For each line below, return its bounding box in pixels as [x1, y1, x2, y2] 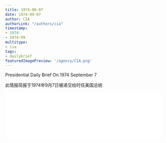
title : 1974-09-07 [5, 7, 43, 12]
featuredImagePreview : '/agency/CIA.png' [5, 58, 92, 63]
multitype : [5, 40, 28, 45]
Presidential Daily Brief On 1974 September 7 [5, 72, 97, 78]
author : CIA [5, 16, 30, 21]
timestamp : [5, 26, 28, 31]
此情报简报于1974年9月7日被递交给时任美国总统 [5, 82, 103, 88]
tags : [5, 49, 16, 54]
